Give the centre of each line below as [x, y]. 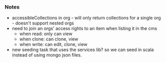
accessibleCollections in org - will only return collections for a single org [86, 18]
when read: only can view [46, 34]
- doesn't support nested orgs [43, 23]
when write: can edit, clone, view [53, 44]
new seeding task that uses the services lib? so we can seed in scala [83, 50]
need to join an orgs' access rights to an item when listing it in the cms [84, 28]
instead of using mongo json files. [47, 55]
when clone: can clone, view [49, 39]
